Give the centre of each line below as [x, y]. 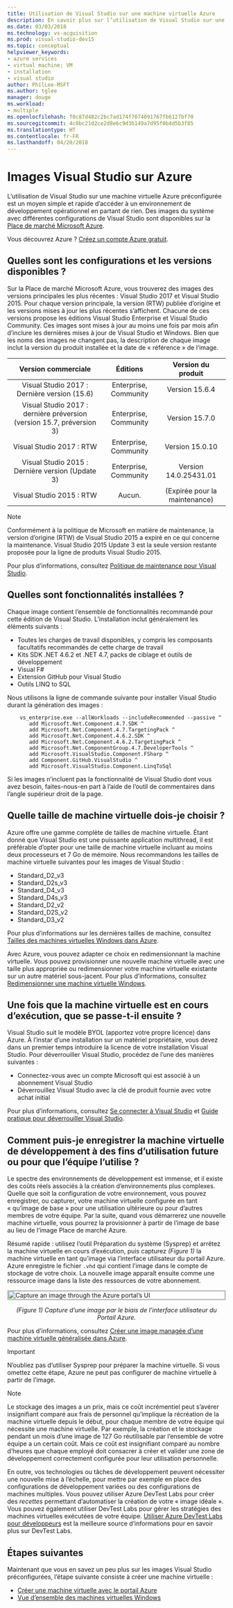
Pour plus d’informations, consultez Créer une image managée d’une [105, 1331]
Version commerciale [55, 369]
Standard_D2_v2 [41, 905]
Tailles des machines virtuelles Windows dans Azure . [83, 940]
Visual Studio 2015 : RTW [55, 495]
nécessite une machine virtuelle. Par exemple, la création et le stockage [110, 1429]
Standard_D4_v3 [41, 890]
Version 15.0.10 [191, 446]
